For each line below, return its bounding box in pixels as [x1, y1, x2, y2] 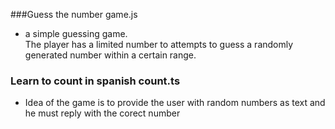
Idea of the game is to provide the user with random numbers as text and [24, 97, 326, 109]
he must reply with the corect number [24, 107, 181, 119]
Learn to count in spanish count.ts [10, 74, 181, 88]
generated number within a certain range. [24, 49, 197, 61]
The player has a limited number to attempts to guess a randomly [24, 39, 294, 50]
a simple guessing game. [24, 28, 128, 39]
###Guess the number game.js [10, 9, 138, 20]
